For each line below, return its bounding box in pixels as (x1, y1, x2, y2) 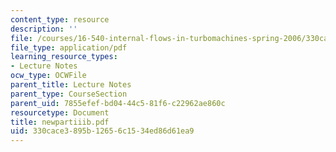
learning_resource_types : (10, 52, 118, 62)
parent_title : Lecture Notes (10, 80, 132, 90)
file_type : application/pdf (10, 42, 128, 53)
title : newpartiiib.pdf (10, 117, 110, 127)
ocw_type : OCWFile (10, 71, 87, 81)
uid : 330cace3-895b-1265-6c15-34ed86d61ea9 (10, 126, 195, 136)
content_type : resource (10, 14, 110, 25)
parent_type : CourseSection (10, 89, 128, 99)
